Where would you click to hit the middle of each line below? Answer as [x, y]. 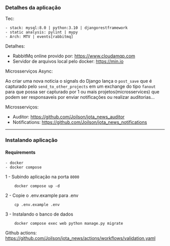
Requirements [20, 152]
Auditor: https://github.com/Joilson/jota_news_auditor [69, 117]
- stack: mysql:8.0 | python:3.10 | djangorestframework [67, 28]
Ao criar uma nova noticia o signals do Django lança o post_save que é [79, 81]
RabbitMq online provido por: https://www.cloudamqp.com [74, 56]
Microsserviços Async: [29, 71]
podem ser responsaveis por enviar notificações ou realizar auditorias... [80, 97]
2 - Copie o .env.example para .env [42, 196]
